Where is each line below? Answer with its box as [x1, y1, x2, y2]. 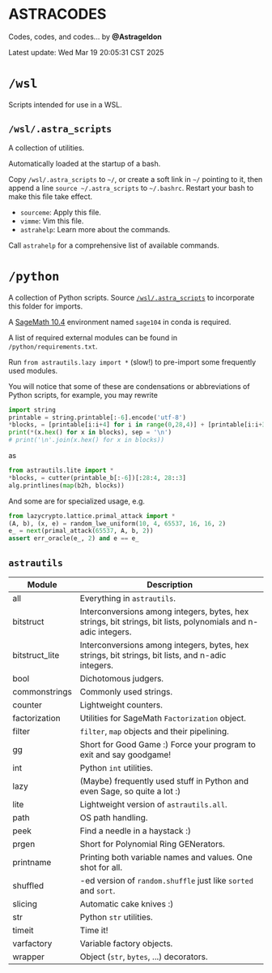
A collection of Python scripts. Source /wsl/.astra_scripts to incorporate [8, 292, 255, 302]
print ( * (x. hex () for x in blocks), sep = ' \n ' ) [8, 428, 172, 437]
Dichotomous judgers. [79, 672, 164, 684]
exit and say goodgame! [79, 749, 172, 760]
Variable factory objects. [79, 937, 173, 949]
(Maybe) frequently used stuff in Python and [79, 775, 249, 786]
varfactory [12, 937, 53, 949]
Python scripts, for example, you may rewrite [8, 390, 158, 400]
